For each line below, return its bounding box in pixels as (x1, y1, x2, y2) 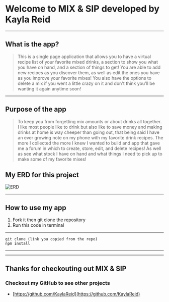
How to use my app (5, 203, 66, 212)
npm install (5, 241, 30, 246)
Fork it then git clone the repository (12, 217, 86, 223)
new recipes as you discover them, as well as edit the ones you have (17, 69, 160, 76)
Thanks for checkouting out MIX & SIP (5, 264, 127, 273)
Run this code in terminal (12, 222, 64, 228)
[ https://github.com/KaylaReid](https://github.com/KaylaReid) (12, 291, 140, 297)
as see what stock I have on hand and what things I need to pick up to (17, 150, 162, 157)
